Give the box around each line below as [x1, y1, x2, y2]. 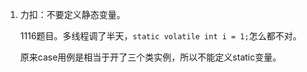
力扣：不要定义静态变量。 [19, 9, 126, 20]
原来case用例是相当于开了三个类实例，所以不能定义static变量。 [19, 51, 282, 63]
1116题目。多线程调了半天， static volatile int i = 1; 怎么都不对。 [19, 30, 302, 42]
